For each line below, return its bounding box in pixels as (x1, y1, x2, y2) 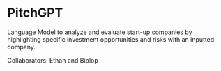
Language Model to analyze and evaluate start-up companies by (7, 28, 193, 36)
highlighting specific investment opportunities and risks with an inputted (7, 35, 215, 43)
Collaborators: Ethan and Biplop (7, 56, 99, 64)
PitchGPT (7, 5, 63, 21)
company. (7, 42, 36, 51)
